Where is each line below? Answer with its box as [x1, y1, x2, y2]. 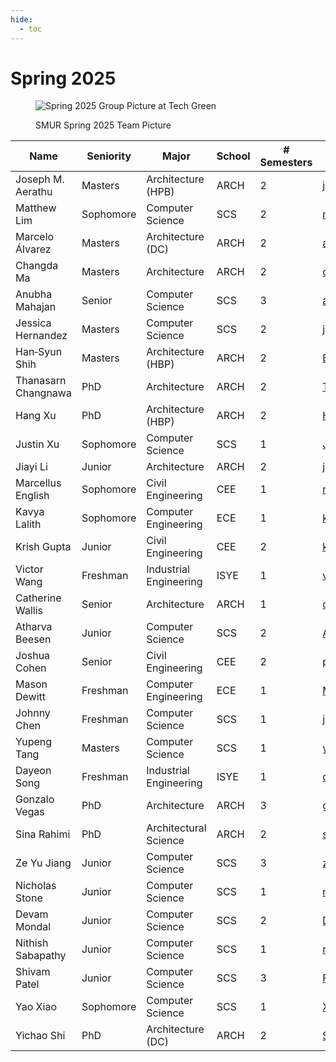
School [216, 149, 251, 163]
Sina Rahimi [15, 827, 71, 841]
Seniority [86, 149, 132, 163]
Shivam [15, 965, 51, 979]
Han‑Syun [15, 345, 63, 359]
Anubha [15, 287, 53, 301]
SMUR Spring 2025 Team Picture [35, 119, 172, 131]
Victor [15, 562, 44, 576]
